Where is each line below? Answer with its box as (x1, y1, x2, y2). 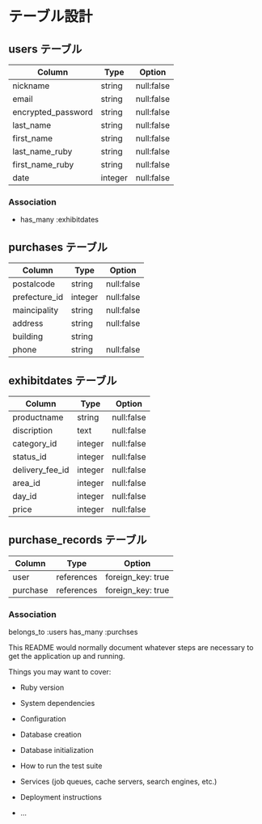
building (12, 331, 43, 342)
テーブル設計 (8, 7, 93, 26)
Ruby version (19, 682, 65, 692)
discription (12, 425, 53, 436)
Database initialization (19, 746, 95, 755)
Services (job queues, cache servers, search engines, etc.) (19, 777, 218, 787)
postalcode (12, 278, 55, 289)
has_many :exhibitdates (19, 215, 99, 225)
